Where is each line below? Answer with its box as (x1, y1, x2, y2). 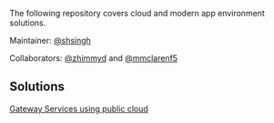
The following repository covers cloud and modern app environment (9, 8, 266, 18)
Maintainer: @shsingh (9, 36, 91, 46)
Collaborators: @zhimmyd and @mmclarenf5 (9, 53, 178, 63)
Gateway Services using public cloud (9, 103, 148, 114)
